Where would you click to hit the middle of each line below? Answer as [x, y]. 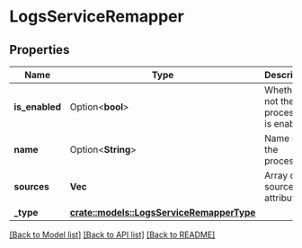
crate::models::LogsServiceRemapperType [163, 213]
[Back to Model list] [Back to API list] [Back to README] [112, 235]
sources [31, 186]
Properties [40, 50]
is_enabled [37, 107]
